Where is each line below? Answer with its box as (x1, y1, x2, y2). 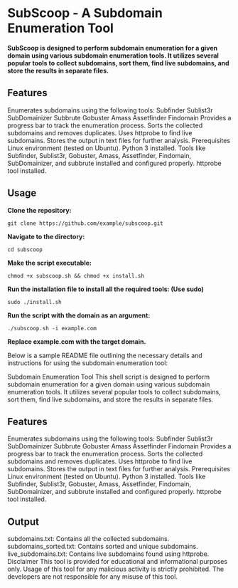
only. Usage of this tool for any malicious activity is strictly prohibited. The (7, 565, 225, 574)
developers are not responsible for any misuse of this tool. (7, 572, 178, 581)
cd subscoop (7, 246, 43, 253)
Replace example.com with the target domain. (7, 337, 146, 346)
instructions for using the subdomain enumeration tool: (7, 358, 168, 367)
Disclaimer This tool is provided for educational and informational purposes (7, 557, 228, 566)
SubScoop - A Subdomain (7, 5, 163, 21)
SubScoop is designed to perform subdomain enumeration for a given (7, 43, 218, 52)
